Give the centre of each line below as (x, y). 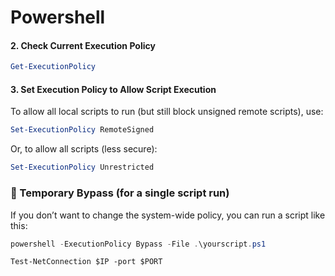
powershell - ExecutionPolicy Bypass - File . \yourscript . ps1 (138, 244)
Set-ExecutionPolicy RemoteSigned (82, 130)
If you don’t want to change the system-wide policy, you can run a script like (168, 215)
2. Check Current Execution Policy (83, 45)
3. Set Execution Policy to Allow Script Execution (113, 89)
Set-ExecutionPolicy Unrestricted (82, 167)
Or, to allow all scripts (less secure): (84, 149)
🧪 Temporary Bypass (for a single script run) (120, 193)
